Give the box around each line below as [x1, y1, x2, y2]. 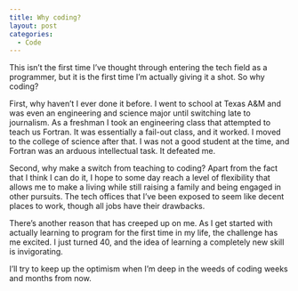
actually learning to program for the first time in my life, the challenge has [9, 228, 278, 238]
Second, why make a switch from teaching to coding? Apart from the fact [9, 163, 278, 174]
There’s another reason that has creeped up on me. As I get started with [9, 218, 273, 229]
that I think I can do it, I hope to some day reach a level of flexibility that [9, 173, 271, 183]
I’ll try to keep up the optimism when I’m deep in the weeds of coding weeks [9, 263, 288, 274]
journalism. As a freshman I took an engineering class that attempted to [9, 117, 271, 128]
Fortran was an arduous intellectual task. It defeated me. [9, 146, 216, 157]
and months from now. [9, 273, 92, 284]
